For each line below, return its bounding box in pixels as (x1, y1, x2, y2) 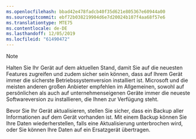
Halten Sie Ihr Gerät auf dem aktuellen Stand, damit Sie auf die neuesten (6, 64, 183, 71)
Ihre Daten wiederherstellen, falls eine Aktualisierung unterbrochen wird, (6, 120, 183, 127)
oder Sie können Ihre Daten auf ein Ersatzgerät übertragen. (6, 126, 151, 133)
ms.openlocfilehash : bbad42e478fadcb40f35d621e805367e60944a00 (6, 8, 166, 15)
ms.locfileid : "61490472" (6, 36, 70, 42)
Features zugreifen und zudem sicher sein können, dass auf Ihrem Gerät (6, 71, 183, 77)
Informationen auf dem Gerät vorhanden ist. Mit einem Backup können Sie (6, 113, 187, 121)
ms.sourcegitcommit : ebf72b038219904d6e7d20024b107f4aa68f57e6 (6, 14, 166, 20)
